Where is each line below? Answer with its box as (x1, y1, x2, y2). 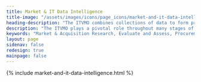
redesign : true (6, 48, 44, 53)
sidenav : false (6, 42, 44, 48)
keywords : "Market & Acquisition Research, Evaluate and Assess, (6, 31, 172, 37)
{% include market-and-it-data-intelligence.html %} (6, 69, 134, 76)
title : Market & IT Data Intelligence (6, 8, 103, 15)
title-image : (6, 14, 39, 20)
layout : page (6, 36, 39, 42)
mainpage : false (6, 53, 47, 59)
